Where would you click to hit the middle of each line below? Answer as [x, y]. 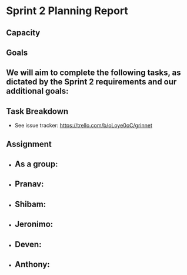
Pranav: [29, 184]
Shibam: [30, 204]
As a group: [36, 164]
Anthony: [32, 264]
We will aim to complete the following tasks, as [93, 73]
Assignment [29, 144]
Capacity [23, 33]
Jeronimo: [34, 225]
